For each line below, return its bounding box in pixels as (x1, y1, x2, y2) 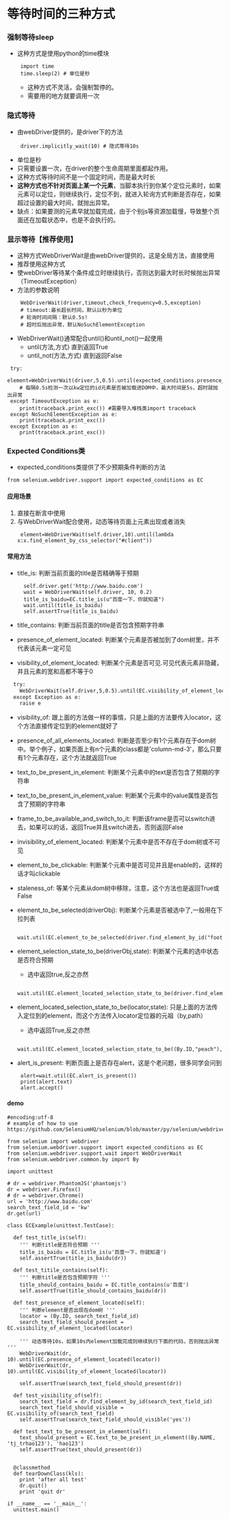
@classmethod (13, 1464, 51, 1472)
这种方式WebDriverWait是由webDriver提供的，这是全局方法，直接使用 (16, 251, 215, 260)
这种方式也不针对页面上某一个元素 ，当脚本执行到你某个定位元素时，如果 (16, 181, 221, 190)
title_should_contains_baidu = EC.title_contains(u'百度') (19, 1281, 190, 1288)
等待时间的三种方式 (7, 6, 116, 22)
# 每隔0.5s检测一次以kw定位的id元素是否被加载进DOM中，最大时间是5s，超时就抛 (19, 385, 218, 391)
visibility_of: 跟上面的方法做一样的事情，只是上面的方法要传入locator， (16, 713, 216, 722)
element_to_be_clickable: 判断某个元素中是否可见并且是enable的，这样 (16, 861, 217, 869)
